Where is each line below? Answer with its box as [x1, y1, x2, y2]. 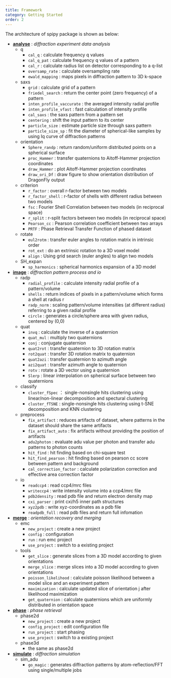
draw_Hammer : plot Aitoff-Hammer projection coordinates [28, 166, 146, 172]
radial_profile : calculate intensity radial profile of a [28, 280, 139, 287]
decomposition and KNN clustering [28, 406, 102, 412]
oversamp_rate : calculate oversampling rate [28, 68, 120, 74]
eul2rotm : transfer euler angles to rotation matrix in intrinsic [28, 236, 154, 243]
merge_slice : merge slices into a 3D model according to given [28, 564, 159, 570]
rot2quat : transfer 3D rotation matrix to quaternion [28, 351, 135, 357]
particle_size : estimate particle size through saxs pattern [28, 122, 152, 128]
